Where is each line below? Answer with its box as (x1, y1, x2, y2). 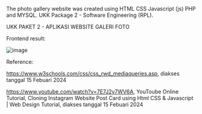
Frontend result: (6, 35, 46, 42)
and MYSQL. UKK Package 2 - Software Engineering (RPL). (6, 11, 154, 19)
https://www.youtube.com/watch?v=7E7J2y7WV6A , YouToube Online (6, 88, 179, 95)
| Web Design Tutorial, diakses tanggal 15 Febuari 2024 (6, 101, 144, 108)
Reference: (6, 59, 34, 65)
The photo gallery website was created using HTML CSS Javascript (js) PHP (6, 5, 196, 12)
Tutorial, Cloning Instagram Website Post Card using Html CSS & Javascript (6, 95, 194, 101)
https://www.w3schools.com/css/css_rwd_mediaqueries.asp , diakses (6, 70, 180, 77)
